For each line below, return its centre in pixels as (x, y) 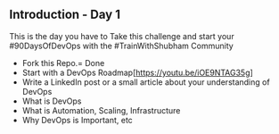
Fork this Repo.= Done (63, 63)
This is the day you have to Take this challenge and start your (122, 36)
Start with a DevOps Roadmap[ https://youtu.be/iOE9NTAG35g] (138, 72)
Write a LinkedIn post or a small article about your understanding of (146, 82)
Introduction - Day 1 (65, 15)
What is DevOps (52, 101)
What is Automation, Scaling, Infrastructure (101, 110)
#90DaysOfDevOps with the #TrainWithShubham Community (121, 46)
